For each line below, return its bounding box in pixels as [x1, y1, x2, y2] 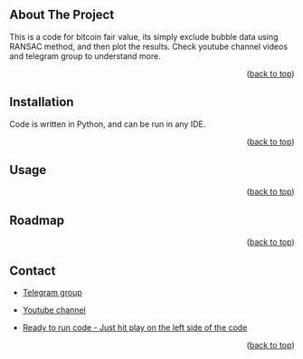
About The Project [9, 7, 115, 23]
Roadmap [9, 212, 65, 228]
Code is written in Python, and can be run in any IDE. [9, 118, 206, 130]
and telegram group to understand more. [9, 50, 161, 62]
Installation [9, 94, 74, 110]
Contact [9, 263, 56, 278]
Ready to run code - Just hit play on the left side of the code [22, 322, 248, 334]
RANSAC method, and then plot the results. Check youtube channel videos [9, 41, 288, 52]
